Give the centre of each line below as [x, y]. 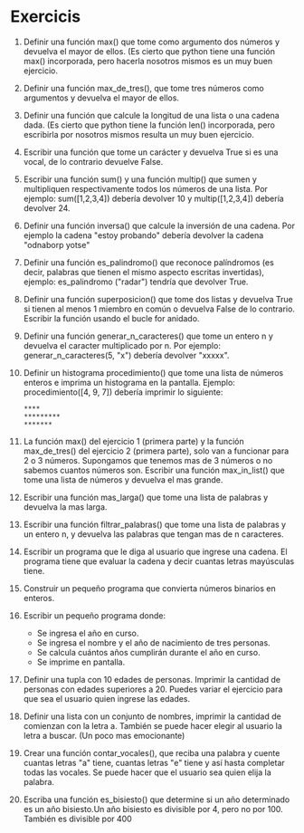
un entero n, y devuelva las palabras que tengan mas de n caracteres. [153, 534]
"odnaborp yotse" [57, 244]
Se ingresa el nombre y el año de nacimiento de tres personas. [153, 642]
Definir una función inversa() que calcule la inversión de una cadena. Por [159, 225]
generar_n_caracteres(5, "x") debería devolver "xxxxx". [126, 355]
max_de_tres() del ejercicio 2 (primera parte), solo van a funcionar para [156, 451]
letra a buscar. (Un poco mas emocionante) [104, 735]
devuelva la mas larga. [65, 507]
